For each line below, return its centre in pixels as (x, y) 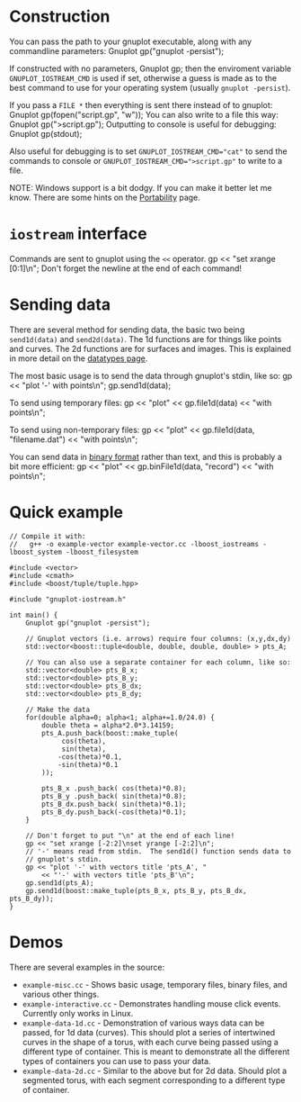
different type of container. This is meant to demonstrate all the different (156, 1052)
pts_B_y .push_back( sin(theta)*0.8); (114, 796)
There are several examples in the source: (87, 967)
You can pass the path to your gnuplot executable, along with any (131, 41)
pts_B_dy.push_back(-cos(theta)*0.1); (114, 812)
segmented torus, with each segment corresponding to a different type (154, 1080)
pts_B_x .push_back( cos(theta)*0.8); (114, 788)
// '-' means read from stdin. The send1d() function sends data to (159, 851)
